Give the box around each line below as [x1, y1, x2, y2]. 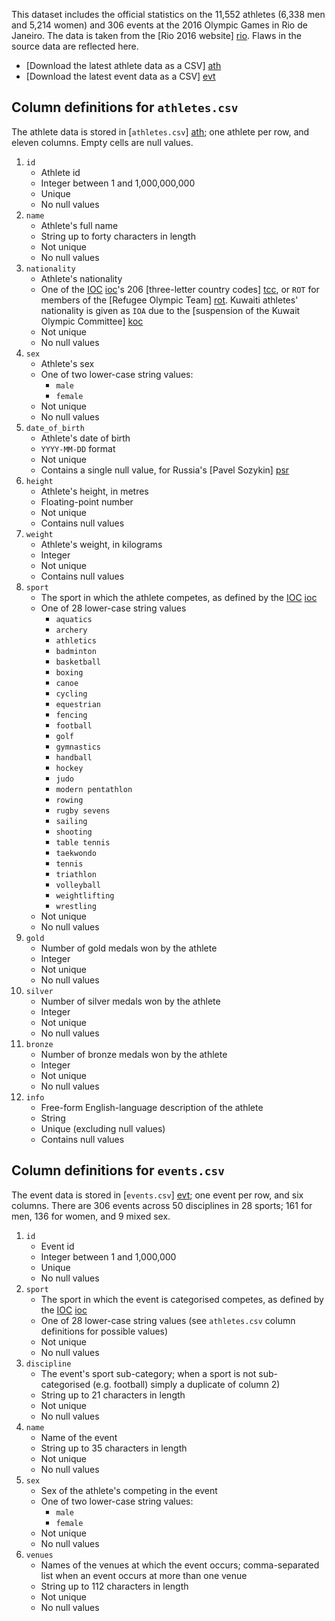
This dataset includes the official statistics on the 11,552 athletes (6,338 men [11, 9, 326, 20]
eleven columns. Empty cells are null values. [11, 136, 194, 148]
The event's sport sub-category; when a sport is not [40, 1367, 257, 1379]
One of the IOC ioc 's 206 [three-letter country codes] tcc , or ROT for [40, 283, 320, 295]
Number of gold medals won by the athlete [40, 942, 218, 954]
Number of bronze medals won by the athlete [40, 1048, 228, 1060]
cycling [55, 689, 88, 699]
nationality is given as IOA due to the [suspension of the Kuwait [40, 304, 301, 316]
